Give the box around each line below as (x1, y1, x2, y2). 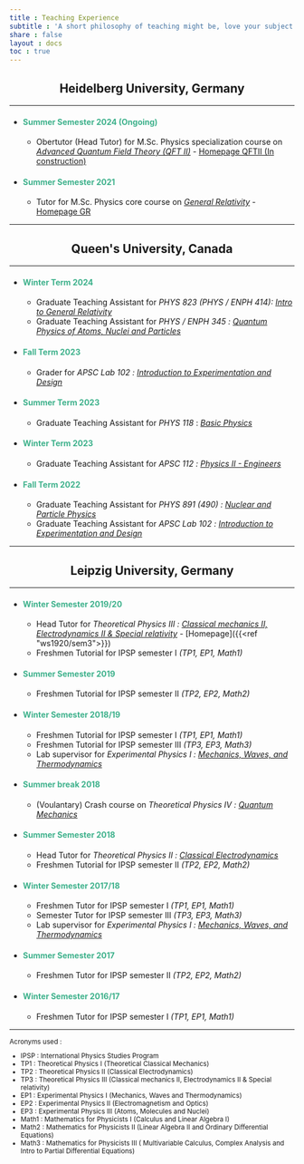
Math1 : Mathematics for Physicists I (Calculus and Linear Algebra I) (20, 1115, 230, 1124)
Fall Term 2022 (22, 479, 81, 490)
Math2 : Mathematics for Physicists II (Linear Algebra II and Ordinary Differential (20, 1123, 269, 1132)
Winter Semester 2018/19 (22, 709, 120, 720)
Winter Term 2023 (22, 438, 93, 449)
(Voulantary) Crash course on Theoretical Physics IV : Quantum (35, 799, 273, 810)
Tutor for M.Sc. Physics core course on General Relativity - (35, 197, 256, 208)
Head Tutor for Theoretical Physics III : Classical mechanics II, (35, 618, 269, 630)
